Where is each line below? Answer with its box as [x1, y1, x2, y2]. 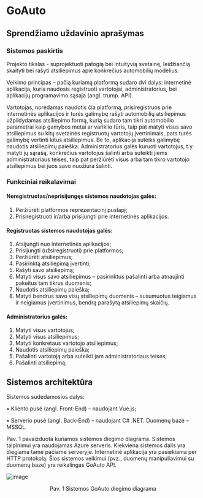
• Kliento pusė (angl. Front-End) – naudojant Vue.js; [6, 405, 137, 412]
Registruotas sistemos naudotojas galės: [6, 227, 113, 234]
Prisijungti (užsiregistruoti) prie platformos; [15, 247, 124, 254]
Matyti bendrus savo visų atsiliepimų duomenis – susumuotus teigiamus [15, 292, 197, 300]
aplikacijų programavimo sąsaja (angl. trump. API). [6, 91, 134, 99]
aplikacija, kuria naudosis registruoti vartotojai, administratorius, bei [6, 85, 177, 92]
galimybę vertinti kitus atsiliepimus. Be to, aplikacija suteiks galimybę [6, 136, 180, 143]
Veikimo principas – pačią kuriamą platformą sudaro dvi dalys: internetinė [6, 78, 192, 86]
